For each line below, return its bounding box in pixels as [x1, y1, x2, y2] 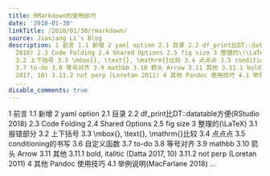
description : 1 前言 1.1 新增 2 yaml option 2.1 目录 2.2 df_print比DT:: [8, 42, 252, 50]
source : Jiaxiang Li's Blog [8, 34, 103, 42]
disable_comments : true [8, 86, 88, 94]
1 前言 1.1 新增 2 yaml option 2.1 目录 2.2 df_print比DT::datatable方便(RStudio [8, 109, 260, 118]
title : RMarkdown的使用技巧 [8, 11, 96, 20]
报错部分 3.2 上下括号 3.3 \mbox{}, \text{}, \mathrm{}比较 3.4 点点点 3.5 [8, 129, 246, 138]
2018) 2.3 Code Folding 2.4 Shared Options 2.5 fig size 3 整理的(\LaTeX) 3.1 [8, 119, 258, 129]
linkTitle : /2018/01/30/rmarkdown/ [8, 26, 128, 34]
